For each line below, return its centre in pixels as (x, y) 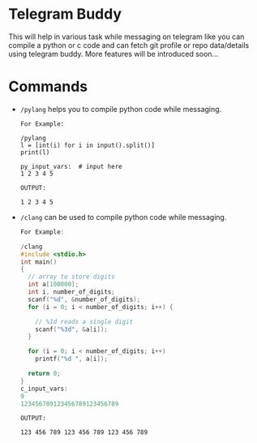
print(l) (35, 152)
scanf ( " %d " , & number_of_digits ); (84, 299)
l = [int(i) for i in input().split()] (88, 145)
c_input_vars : (44, 389)
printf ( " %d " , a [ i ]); (71, 359)
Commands (48, 87)
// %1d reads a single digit (84, 321)
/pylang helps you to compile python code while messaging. (121, 109)
